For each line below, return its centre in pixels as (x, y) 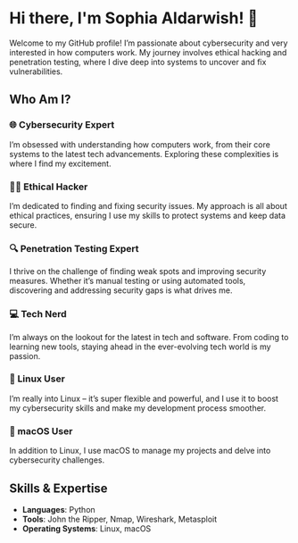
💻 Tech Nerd (38, 314)
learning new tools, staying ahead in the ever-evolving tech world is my (140, 347)
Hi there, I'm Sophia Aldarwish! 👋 (134, 18)
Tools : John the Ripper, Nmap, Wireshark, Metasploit (120, 519)
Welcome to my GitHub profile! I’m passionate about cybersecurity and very (149, 43)
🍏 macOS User (41, 430)
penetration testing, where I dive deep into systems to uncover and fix (138, 62)
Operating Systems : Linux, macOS (87, 528)
